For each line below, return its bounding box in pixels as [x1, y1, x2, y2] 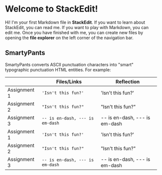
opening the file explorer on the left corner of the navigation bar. [5, 35, 134, 41]
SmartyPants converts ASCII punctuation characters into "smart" [5, 61, 134, 67]
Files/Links [56, 78, 82, 85]
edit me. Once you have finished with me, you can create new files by [5, 29, 143, 35]
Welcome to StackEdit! [5, 3, 98, 15]
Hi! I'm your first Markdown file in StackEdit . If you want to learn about [5, 19, 146, 25]
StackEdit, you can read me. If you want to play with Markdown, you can [5, 24, 148, 30]
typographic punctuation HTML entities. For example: [5, 67, 111, 73]
